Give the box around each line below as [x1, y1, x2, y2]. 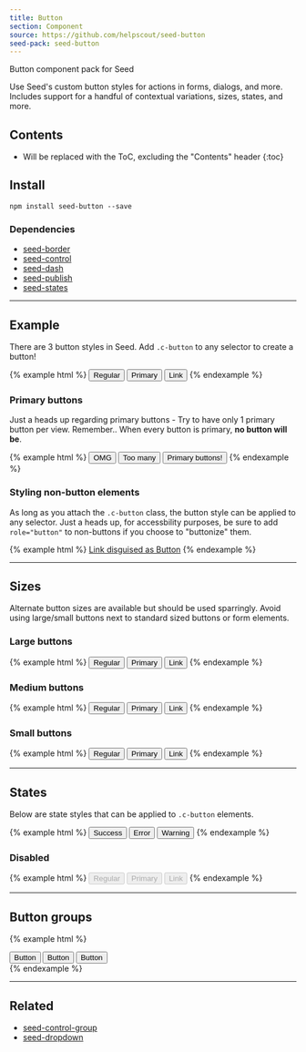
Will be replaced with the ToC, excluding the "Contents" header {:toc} [22, 151, 284, 162]
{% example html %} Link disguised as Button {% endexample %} [9, 544, 257, 555]
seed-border [22, 243, 71, 255]
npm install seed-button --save [9, 201, 132, 210]
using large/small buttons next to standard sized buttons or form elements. [9, 612, 290, 624]
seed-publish [22, 272, 73, 283]
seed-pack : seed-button [9, 38, 100, 48]
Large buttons [9, 635, 73, 648]
